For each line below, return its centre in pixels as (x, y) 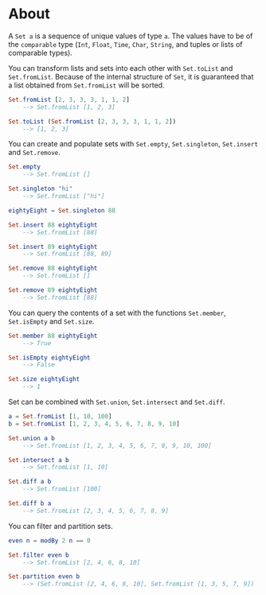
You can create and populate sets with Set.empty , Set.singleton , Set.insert (133, 144)
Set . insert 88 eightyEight (53, 225)
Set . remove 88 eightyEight (53, 268)
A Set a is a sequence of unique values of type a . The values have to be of (131, 36)
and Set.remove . (35, 153)
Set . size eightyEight (44, 379)
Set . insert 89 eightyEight (53, 247)
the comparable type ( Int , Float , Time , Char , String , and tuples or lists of (125, 44)
